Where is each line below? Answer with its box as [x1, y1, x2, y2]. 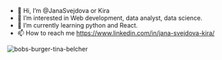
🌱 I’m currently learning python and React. [17, 21, 138, 29]
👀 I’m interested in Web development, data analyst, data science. [17, 14, 203, 22]
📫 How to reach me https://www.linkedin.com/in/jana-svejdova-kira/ [17, 29, 215, 37]
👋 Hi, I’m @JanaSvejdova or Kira [17, 7, 110, 14]
